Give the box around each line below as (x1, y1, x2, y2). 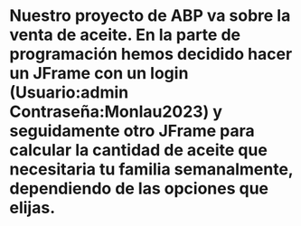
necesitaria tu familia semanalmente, (9, 159, 294, 180)
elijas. (9, 198, 56, 218)
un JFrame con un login (9, 63, 189, 84)
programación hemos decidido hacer (9, 44, 293, 64)
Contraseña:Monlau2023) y (9, 101, 223, 122)
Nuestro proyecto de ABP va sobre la (9, 5, 291, 26)
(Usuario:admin (9, 82, 129, 103)
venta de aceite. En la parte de (9, 24, 241, 45)
